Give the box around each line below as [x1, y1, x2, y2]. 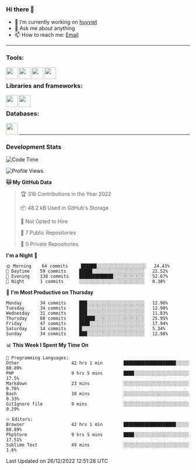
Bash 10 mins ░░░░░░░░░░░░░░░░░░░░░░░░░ [6, 391, 190, 397]
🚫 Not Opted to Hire [20, 218, 68, 225]
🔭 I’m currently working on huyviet [14, 19, 97, 26]
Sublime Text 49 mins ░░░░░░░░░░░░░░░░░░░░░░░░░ [6, 442, 190, 448]
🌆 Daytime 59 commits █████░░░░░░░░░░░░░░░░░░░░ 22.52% [6, 269, 168, 275]
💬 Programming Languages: [6, 355, 69, 361]
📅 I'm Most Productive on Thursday [6, 289, 94, 296]
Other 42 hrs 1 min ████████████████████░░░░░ [6, 360, 190, 366]
